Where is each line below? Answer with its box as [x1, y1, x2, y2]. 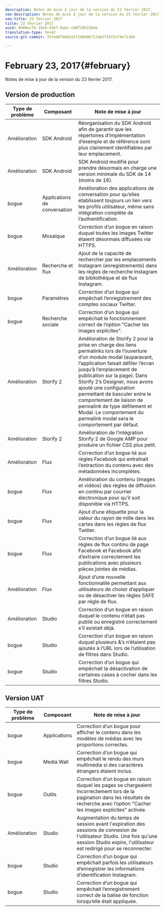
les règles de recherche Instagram [78, 268, 158, 275]
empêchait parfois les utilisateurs [77, 859, 153, 866]
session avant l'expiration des [77, 821, 145, 827]
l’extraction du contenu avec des [78, 461, 154, 468]
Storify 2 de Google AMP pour [78, 435, 148, 442]
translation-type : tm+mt [5, 30, 56, 35]
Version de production [5, 90, 75, 99]
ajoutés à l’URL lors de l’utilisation [78, 645, 156, 652]
